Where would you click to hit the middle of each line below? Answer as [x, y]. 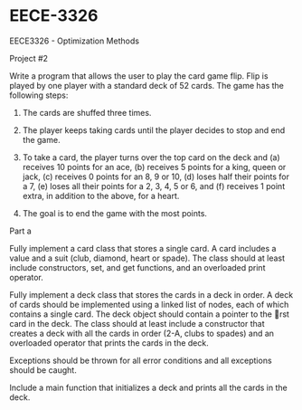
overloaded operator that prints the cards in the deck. [109, 343]
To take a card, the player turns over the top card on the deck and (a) [151, 157]
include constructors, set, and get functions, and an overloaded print [137, 267]
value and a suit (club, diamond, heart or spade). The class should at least [147, 258]
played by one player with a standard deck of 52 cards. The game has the [147, 85]
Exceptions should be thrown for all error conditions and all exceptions [141, 360]
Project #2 [28, 58]
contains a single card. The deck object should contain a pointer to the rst [149, 314]
